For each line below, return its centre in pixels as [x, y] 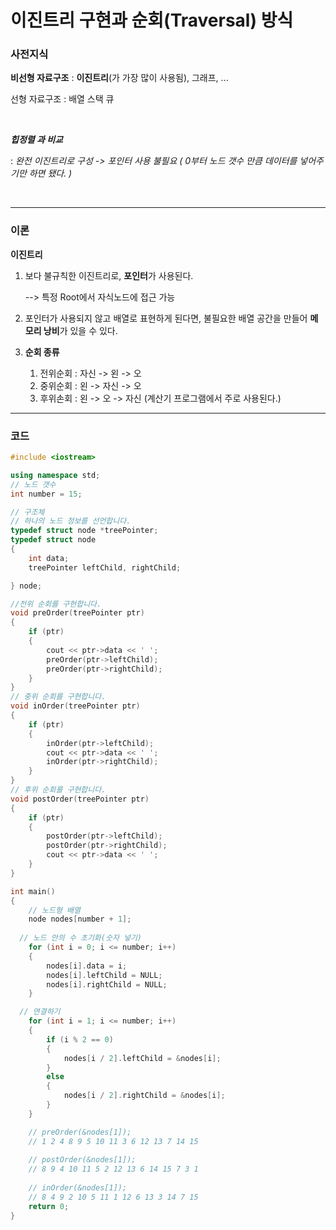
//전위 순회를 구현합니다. [56, 604]
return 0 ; [49, 1206]
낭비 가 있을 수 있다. [80, 330]
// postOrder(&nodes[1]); [82, 1160]
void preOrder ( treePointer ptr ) [77, 613]
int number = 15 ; [46, 494]
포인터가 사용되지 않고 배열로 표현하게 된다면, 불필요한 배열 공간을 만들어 [166, 318]
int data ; [49, 558]
